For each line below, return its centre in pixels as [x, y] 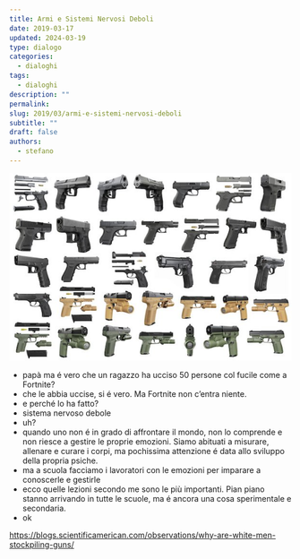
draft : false [34, 133]
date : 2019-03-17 [42, 28]
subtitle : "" [34, 123]
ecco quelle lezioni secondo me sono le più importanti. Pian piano [143, 489]
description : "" [39, 94]
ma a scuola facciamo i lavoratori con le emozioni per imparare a [141, 469]
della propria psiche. [60, 460]
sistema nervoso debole [67, 413]
